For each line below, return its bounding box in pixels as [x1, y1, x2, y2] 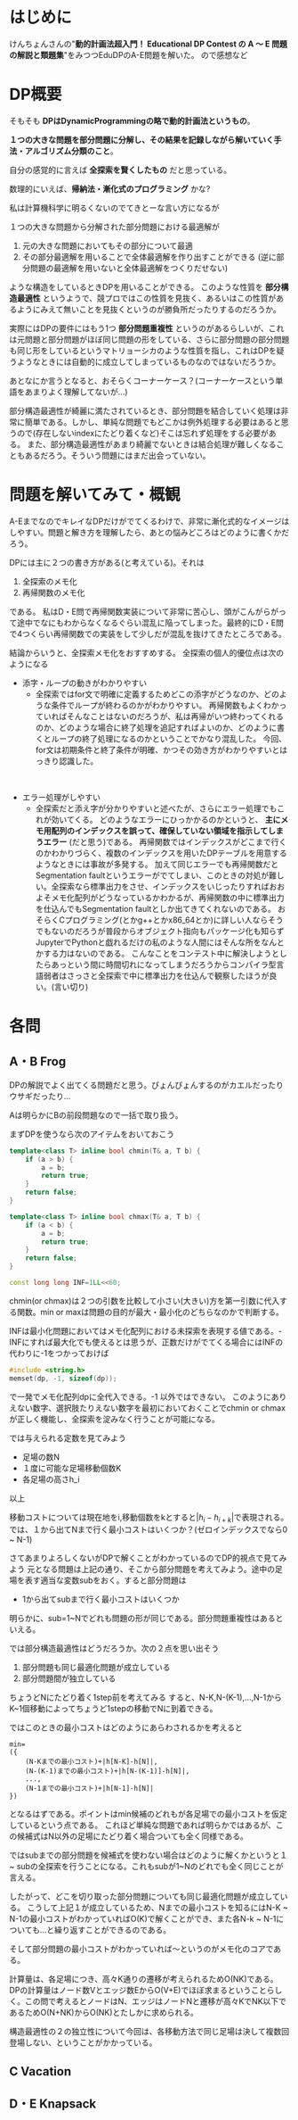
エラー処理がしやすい [21, 791, 101, 802]
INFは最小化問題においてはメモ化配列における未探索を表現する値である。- [9, 1325, 283, 1336]
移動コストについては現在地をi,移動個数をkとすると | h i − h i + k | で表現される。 [9, 1511, 289, 1525]
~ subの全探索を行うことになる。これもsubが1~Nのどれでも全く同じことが [9, 1861, 284, 1872]
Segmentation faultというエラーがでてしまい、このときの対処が [35, 870, 270, 881]
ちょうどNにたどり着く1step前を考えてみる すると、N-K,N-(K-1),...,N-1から [9, 1692, 282, 1703]
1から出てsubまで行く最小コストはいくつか [21, 1594, 180, 1605]
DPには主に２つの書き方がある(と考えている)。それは [9, 557, 205, 567]
